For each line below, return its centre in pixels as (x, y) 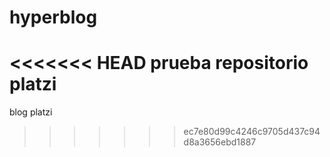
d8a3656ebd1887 (220, 142)
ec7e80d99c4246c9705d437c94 (252, 132)
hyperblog (53, 17)
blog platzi (31, 112)
